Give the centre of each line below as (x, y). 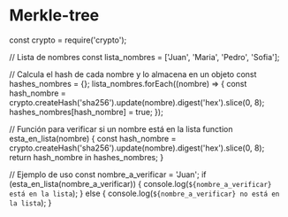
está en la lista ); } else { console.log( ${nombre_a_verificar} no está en (144, 193)
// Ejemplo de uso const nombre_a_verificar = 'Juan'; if (108, 174)
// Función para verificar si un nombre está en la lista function (121, 128)
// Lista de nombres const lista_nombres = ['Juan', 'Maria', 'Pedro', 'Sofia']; (144, 57)
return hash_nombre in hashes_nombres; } (87, 157)
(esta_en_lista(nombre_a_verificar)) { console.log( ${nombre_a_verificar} (140, 183)
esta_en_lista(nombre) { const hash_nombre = (93, 138)
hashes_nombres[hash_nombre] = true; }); (86, 112)
